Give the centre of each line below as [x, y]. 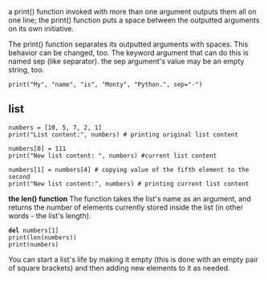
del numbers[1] [34, 230]
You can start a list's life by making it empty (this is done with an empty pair [133, 259]
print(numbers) [34, 244]
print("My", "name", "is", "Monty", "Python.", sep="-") [106, 84]
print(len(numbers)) [43, 237]
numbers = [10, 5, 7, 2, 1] [55, 128]
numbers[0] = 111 [37, 149]
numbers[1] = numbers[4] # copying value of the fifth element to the [129, 169]
